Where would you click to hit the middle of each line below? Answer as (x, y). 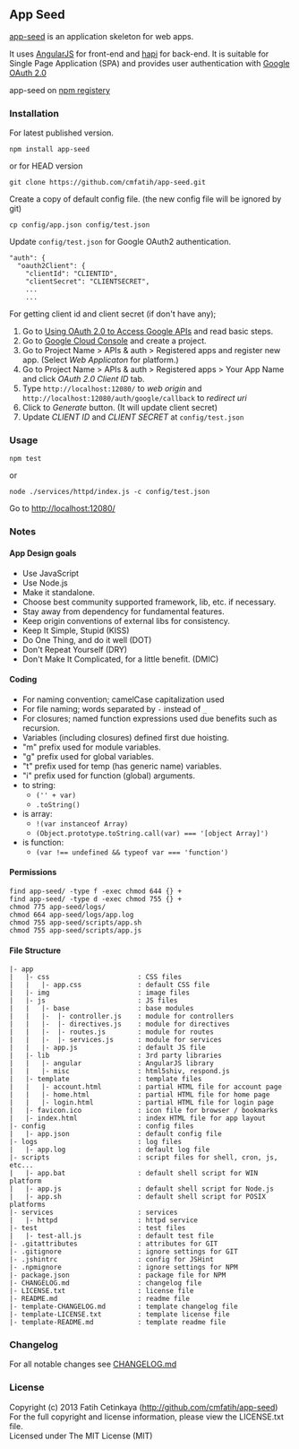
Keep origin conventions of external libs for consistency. (126, 620)
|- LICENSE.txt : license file (102, 1291)
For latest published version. (62, 133)
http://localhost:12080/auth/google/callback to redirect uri (135, 398)
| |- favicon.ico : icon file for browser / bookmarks (144, 1111)
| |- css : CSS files (95, 977)
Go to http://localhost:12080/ (63, 508)
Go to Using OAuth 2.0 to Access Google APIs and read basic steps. (148, 332)
